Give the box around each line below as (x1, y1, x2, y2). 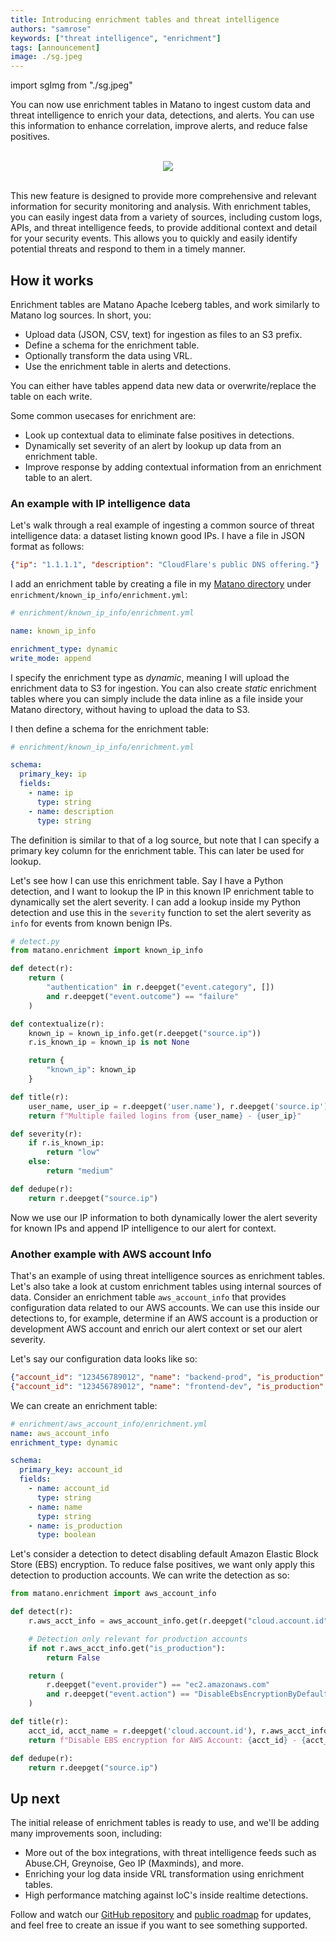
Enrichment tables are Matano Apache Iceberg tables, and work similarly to (10, 298, 321, 310)
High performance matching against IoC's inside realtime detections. (24, 1889, 309, 1901)
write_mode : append (10, 653, 92, 663)
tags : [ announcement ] (10, 42, 101, 53)
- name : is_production (28, 1521, 123, 1531)
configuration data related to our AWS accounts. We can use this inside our (10, 1302, 320, 1314)
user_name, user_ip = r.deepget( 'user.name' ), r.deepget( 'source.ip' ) (28, 1101, 329, 1111)
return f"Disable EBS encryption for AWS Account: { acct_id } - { (28, 1735, 307, 1745)
